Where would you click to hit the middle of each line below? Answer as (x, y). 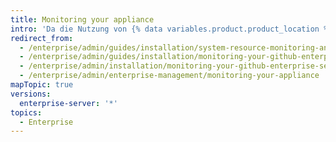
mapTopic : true (42, 85)
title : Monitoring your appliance (82, 19)
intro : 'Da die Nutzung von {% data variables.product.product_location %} (171, 29)
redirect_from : (42, 38)
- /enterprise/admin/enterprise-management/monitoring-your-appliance (169, 76)
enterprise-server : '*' (68, 103)
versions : (31, 94)
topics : (26, 112)
